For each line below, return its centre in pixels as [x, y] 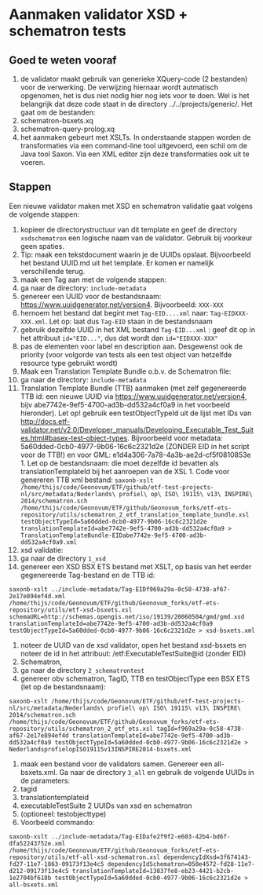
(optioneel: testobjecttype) [63, 813]
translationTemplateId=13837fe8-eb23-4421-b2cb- [153, 871]
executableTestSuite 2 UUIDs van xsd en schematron [106, 805]
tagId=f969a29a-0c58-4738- [201, 729]
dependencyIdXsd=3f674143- [207, 857]
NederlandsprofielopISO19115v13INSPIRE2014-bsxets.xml [100, 749]
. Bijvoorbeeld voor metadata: [175, 438]
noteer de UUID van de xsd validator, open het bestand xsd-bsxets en [133, 645]
